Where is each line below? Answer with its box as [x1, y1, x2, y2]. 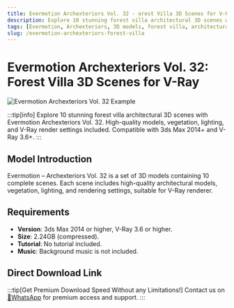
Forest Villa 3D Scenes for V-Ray [7, 74, 200, 90]
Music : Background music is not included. [17, 247, 139, 255]
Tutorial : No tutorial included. [17, 239, 102, 248]
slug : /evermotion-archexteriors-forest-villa [7, 29, 145, 37]
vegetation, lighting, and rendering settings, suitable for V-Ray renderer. [7, 186, 214, 195]
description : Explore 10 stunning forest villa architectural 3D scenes [7, 17, 223, 24]
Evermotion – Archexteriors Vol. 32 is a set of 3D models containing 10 [7, 172, 210, 179]
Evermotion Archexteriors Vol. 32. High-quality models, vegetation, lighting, [7, 118, 224, 127]
